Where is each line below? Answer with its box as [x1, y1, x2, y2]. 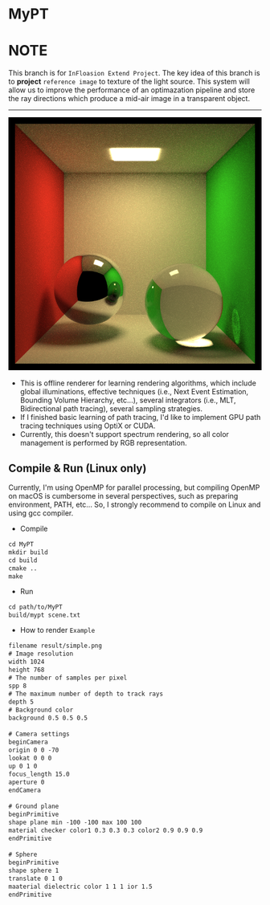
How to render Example [19, 625, 96, 634]
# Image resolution [8, 650, 74, 658]
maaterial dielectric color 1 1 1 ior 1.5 [8, 883, 153, 891]
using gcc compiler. [8, 508, 74, 518]
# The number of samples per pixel [8, 674, 128, 682]
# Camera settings [8, 730, 70, 738]
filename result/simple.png [8, 642, 103, 650]
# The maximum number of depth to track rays [8, 690, 163, 698]
